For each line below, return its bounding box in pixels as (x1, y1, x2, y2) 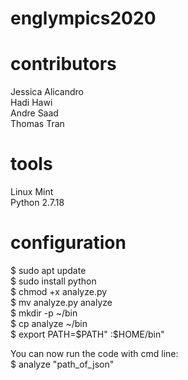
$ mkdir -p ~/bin (10, 307, 78, 319)
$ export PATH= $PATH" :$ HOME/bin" (10, 328, 165, 340)
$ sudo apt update (10, 265, 87, 276)
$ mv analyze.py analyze (10, 297, 113, 308)
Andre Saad (10, 107, 59, 119)
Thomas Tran (10, 118, 65, 130)
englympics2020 (10, 7, 157, 30)
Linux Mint (10, 186, 54, 198)
